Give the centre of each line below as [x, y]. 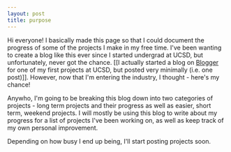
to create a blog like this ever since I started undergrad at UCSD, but [105, 55]
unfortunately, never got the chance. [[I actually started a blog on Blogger [113, 62]
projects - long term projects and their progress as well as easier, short [109, 105]
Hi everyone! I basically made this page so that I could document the [106, 40]
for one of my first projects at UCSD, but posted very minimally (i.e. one [110, 70]
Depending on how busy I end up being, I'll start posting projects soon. [109, 141]
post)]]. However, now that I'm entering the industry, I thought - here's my [113, 77]
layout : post [26, 14]
